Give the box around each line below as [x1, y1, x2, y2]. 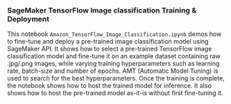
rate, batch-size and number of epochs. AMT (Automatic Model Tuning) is [7, 67, 219, 75]
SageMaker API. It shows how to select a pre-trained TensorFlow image [7, 44, 212, 53]
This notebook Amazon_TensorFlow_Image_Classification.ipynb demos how [7, 30, 222, 38]
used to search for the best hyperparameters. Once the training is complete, [7, 74, 225, 83]
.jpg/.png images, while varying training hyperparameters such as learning [7, 60, 220, 68]
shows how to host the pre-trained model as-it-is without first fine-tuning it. [7, 89, 223, 97]
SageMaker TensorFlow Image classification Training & [7, 6, 197, 15]
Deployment [7, 14, 50, 24]
